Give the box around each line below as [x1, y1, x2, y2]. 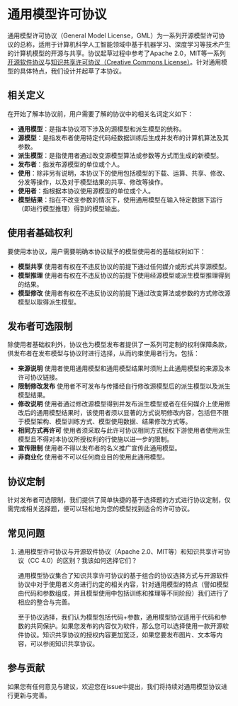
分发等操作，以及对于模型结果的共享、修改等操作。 [17, 178, 167, 186]
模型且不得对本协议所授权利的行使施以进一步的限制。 [17, 435, 174, 443]
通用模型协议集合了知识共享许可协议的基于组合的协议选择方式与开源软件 [17, 571, 229, 579]
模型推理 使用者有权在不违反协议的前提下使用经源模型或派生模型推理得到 [17, 271, 231, 280]
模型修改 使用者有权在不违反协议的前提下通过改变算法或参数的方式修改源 [17, 288, 231, 297]
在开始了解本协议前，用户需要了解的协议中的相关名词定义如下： [7, 109, 193, 118]
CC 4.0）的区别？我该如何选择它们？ [30, 557, 138, 564]
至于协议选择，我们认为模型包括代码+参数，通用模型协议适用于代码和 [17, 613, 221, 621]
